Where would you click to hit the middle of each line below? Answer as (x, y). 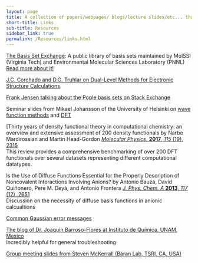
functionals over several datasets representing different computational (91, 158)
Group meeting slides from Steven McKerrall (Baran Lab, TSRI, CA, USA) (94, 254)
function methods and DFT (39, 115)
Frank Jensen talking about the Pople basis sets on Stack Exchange (88, 97)
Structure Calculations (33, 86)
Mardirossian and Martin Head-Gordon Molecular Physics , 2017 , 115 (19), (95, 139)
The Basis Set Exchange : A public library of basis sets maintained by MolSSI (99, 56)
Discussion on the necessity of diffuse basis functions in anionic (84, 200)
